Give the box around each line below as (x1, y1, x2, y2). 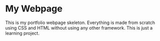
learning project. (5, 30, 39, 36)
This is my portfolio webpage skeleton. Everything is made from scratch (5, 19, 155, 25)
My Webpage (5, 3, 63, 14)
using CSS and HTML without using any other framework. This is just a (5, 24, 153, 30)
